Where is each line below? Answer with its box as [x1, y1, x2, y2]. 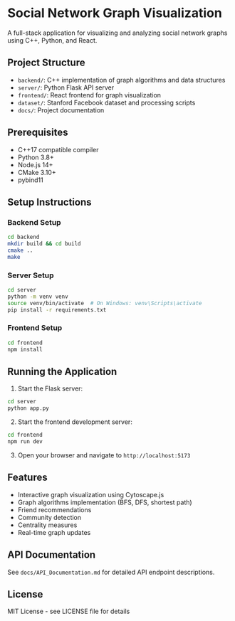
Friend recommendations [17, 505, 92, 514]
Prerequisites [7, 127, 68, 139]
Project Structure [7, 57, 85, 69]
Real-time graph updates [17, 528, 91, 536]
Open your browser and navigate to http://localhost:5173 [17, 450, 191, 460]
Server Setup [7, 270, 55, 280]
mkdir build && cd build [7, 240, 81, 248]
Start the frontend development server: [17, 418, 133, 426]
